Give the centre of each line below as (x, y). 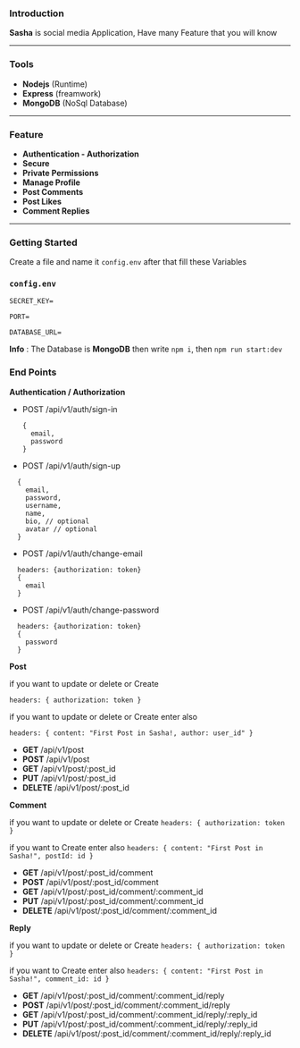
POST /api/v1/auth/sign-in (70, 409)
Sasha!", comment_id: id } (59, 979)
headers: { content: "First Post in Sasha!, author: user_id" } (131, 733)
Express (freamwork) (62, 93)
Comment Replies (56, 211)
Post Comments (53, 191)
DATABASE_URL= (36, 333)
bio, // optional (58, 521)
